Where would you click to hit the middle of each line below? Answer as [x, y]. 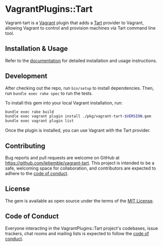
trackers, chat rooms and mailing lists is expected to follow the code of [77, 233]
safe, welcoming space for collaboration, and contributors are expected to [81, 168]
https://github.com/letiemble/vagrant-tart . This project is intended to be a [80, 163]
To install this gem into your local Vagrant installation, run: [64, 103]
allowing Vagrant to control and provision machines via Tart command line [80, 28]
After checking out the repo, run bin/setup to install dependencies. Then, [80, 88]
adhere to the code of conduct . [37, 173]
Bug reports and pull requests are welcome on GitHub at [62, 158]
